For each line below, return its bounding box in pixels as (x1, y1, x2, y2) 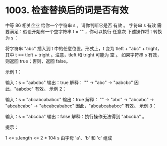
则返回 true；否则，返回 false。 (5, 58, 71, 64)
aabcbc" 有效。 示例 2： (16, 86, 67, 92)
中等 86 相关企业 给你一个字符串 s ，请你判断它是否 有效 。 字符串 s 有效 (5, 22, 156, 28)
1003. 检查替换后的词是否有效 (5, 5, 129, 16)
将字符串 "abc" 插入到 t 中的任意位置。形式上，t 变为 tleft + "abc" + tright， (5, 45, 162, 51)
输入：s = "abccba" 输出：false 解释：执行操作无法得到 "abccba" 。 (5, 113, 147, 119)
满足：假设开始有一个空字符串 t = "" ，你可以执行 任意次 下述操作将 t (9, 28, 152, 34)
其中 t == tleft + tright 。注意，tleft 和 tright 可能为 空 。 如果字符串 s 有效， (5, 51, 162, 58)
